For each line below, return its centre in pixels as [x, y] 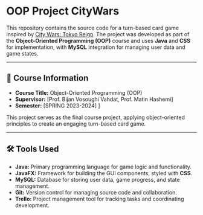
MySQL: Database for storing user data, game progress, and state [97, 179]
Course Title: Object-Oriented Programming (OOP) [79, 92]
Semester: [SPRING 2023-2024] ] [58, 105]
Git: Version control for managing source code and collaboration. [96, 192]
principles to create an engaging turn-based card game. [76, 124]
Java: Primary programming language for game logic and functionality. [103, 167]
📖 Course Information [47, 78]
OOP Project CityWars [63, 11]
